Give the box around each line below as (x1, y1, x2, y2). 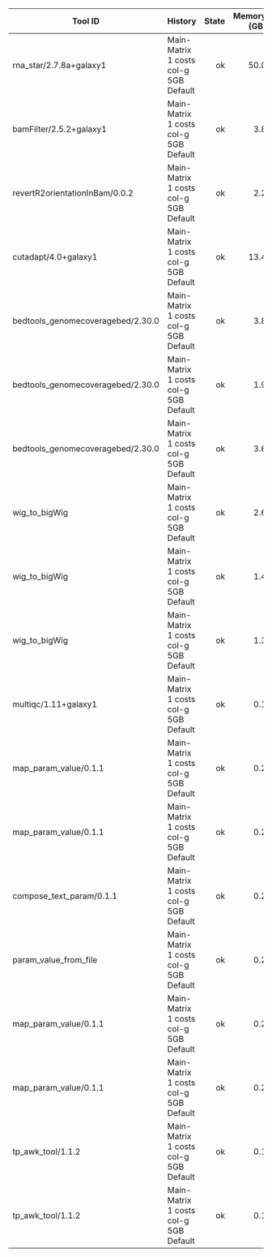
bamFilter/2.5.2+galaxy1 (12, 123, 107, 135)
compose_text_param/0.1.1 (12, 890, 117, 902)
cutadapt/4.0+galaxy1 (12, 252, 98, 262)
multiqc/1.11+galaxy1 (12, 699, 97, 709)
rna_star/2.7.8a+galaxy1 (12, 60, 107, 71)
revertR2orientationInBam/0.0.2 (12, 187, 134, 198)
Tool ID (72, 15, 100, 27)
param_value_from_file (12, 954, 98, 965)
